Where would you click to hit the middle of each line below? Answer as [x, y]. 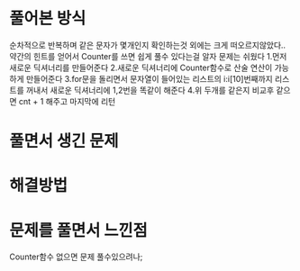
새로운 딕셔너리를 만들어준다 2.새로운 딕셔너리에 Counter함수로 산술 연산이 [141, 68]
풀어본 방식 [48, 18]
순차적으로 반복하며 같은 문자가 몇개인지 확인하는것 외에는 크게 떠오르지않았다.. [148, 45]
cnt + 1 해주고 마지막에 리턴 [67, 101]
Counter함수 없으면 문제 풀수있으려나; [76, 257]
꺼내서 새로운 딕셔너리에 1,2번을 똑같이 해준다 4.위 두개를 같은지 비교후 [150, 90]
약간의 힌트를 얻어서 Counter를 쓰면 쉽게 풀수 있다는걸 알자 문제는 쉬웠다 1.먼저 [148, 56]
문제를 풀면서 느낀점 [79, 230]
